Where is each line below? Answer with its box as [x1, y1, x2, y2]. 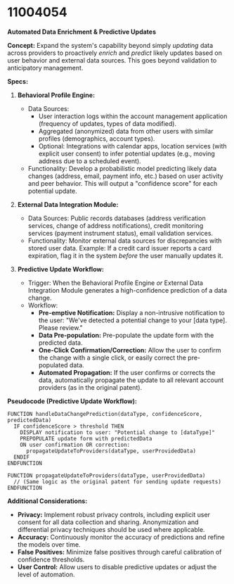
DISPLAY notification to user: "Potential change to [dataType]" [20, 429, 216, 436]
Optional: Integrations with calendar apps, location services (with [38, 141, 227, 150]
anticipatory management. [7, 63, 84, 72]
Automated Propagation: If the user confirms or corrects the [38, 368, 216, 376]
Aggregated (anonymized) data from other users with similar [38, 127, 214, 135]
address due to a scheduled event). [38, 156, 142, 165]
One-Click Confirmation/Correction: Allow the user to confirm [38, 345, 221, 354]
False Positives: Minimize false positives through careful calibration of [17, 547, 222, 556]
